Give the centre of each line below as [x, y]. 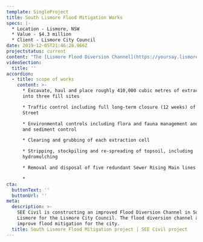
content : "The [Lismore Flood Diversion [58, 57]
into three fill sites [51, 96]
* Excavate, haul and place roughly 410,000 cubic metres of [101, 91]
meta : [13, 201]
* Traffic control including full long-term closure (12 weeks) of [109, 107]
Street [31, 113]
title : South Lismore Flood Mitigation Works [64, 18]
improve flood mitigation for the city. [69, 224]
